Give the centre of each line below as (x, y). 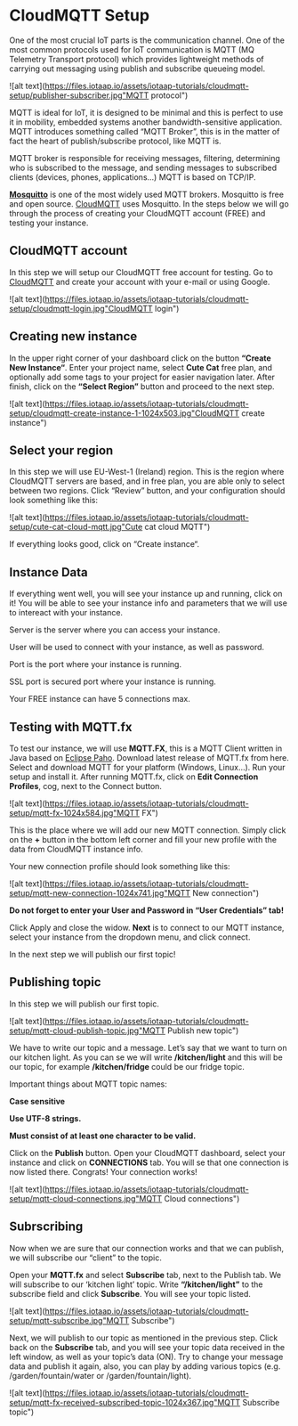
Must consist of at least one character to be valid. (103, 1136)
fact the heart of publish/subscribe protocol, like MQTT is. (115, 141)
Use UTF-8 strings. (45, 1118)
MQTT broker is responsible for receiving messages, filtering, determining (145, 158)
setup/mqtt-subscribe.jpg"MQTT (69, 1320)
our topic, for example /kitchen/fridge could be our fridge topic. (127, 1066)
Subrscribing (46, 1227)
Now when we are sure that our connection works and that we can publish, (147, 1248)
